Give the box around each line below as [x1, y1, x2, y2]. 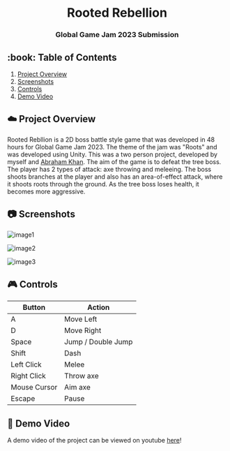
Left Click [10, 360, 42, 369]
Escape [10, 394, 36, 404]
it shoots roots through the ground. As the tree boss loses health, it [7, 179, 200, 188]
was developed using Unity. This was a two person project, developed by [7, 150, 218, 158]
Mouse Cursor [10, 383, 58, 392]
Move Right [63, 326, 102, 336]
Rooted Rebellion [67, 5, 167, 21]
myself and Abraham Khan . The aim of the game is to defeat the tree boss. [7, 157, 222, 165]
